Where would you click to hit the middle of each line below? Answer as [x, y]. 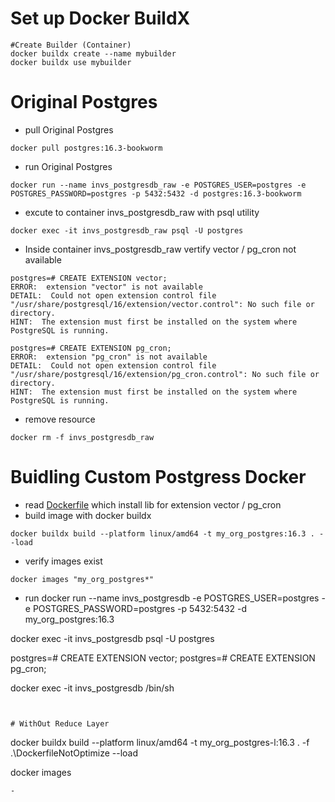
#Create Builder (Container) [71, 45]
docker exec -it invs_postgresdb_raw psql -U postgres [127, 230]
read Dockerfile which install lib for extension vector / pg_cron [153, 504]
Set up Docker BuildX [100, 18]
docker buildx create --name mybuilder [93, 53]
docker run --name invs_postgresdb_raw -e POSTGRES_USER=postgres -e [158, 185]
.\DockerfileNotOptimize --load [74, 753]
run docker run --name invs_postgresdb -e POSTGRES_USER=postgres [172, 598]
